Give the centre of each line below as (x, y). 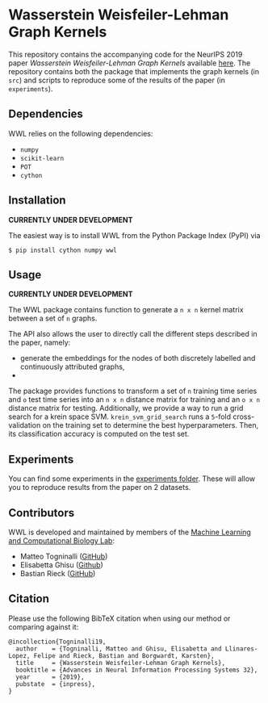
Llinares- (241, 649)
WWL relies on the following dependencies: (81, 133)
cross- (244, 416)
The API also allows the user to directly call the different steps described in (133, 334)
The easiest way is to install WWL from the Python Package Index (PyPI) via (134, 235)
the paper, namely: (40, 343)
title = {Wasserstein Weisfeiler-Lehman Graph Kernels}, (121, 663)
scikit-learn (42, 158)
